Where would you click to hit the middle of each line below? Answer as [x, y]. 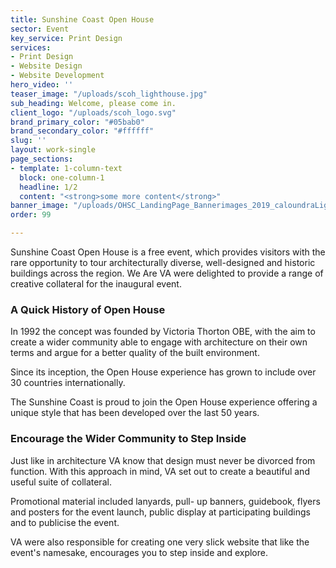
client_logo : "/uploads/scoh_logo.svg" [93, 112]
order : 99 [31, 215]
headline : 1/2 [48, 187]
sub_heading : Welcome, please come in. [93, 103]
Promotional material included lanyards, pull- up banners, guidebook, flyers [165, 501]
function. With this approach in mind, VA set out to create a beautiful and [160, 471]
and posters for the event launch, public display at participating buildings [160, 512]
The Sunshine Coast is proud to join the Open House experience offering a [164, 402]
